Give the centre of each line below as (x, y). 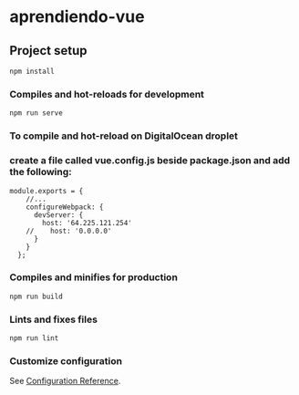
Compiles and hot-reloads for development (107, 94)
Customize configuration (66, 361)
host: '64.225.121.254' (87, 223)
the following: (41, 172)
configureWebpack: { (65, 207)
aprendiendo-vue (77, 17)
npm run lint (34, 338)
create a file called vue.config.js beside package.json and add (150, 161)
